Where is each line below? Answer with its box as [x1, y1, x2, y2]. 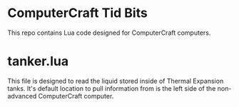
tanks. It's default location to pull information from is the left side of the [7, 84, 216, 93]
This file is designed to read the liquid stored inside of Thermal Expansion [7, 77, 224, 85]
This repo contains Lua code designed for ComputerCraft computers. [7, 28, 211, 37]
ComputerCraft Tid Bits [7, 5, 148, 21]
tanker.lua [7, 53, 69, 69]
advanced [7, 91, 37, 100]
